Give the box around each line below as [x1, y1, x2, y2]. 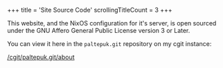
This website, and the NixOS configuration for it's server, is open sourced [7, 19, 217, 27]
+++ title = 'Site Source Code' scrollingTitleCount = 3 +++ [7, 6, 173, 14]
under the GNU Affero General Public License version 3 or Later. [7, 27, 190, 34]
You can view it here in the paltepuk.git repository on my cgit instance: [7, 40, 212, 47]
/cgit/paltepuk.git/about [7, 53, 75, 61]
